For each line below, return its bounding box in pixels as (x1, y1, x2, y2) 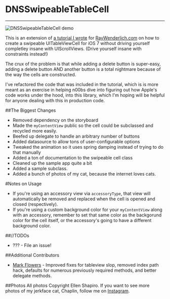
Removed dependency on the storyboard (12, 117, 99, 123)
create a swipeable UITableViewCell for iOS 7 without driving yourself (5, 40, 150, 46)
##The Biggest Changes (5, 107, 56, 113)
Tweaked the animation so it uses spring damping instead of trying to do (12, 144, 163, 150)
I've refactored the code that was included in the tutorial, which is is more (5, 81, 158, 87)
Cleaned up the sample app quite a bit (12, 160, 92, 166)
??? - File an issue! (12, 242, 52, 248)
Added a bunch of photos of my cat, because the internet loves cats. (12, 170, 156, 177)
